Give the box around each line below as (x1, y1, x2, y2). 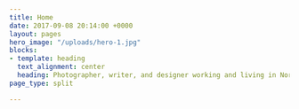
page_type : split (9, 79, 74, 88)
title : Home (9, 12, 53, 22)
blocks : (9, 46, 38, 55)
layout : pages (9, 29, 62, 38)
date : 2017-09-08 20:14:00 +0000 (9, 21, 133, 30)
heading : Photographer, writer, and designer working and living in (17, 71, 277, 80)
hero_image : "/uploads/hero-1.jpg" (9, 37, 141, 47)
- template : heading (9, 54, 86, 63)
